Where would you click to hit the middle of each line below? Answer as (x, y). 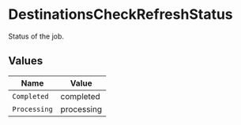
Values (26, 61)
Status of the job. (36, 36)
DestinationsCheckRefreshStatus (120, 15)
